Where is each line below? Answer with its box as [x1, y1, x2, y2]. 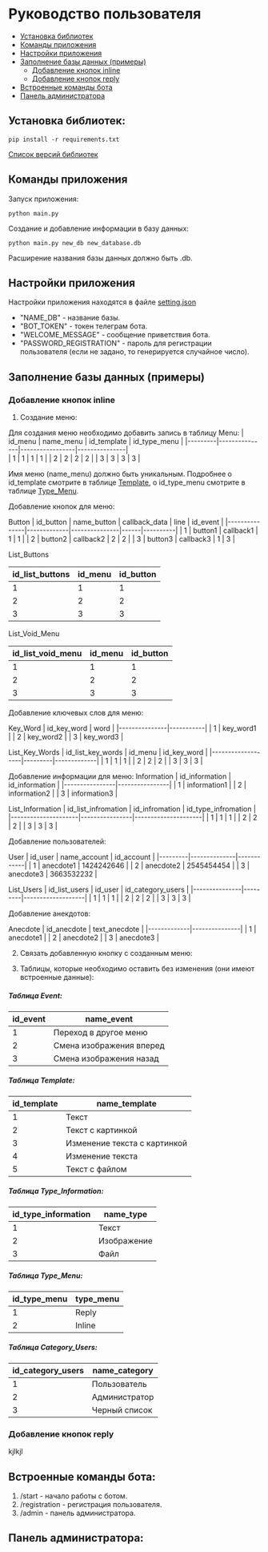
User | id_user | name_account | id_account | [8, 853, 155, 862]
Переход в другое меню [53, 1027, 148, 1038]
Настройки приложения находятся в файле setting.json [8, 297, 197, 307]
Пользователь [91, 1378, 147, 1389]
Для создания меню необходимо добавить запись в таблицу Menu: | [8, 428, 244, 437]
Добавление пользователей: [8, 836, 106, 846]
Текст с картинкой [66, 1125, 138, 1135]
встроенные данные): [19, 973, 94, 982]
